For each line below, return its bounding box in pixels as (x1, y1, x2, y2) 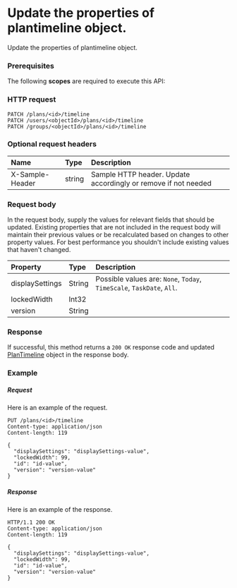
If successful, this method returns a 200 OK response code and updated (7, 343, 215, 352)
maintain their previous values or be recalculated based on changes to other (7, 231, 229, 239)
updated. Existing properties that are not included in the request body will (7, 223, 221, 232)
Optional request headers (7, 139, 97, 149)
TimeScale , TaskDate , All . (95, 283, 178, 293)
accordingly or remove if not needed (90, 178, 212, 188)
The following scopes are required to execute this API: (7, 77, 166, 85)
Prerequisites (7, 61, 54, 71)
